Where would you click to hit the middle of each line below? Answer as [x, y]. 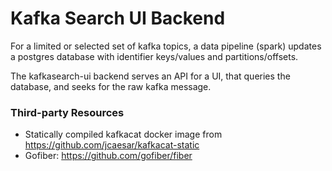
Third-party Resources [67, 112]
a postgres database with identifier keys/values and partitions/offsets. [154, 56]
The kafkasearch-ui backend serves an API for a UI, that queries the [150, 76]
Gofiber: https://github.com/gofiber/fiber [108, 156]
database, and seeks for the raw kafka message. [111, 86]
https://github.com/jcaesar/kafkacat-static [112, 145]
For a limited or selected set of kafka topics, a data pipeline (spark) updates [166, 46]
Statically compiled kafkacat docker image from [123, 134]
